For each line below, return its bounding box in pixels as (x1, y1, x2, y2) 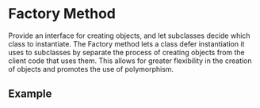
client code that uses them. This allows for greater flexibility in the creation (8, 56, 252, 65)
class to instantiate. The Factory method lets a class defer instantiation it (8, 39, 245, 48)
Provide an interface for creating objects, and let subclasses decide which (8, 31, 251, 40)
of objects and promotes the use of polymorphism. (8, 64, 174, 73)
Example (8, 88, 52, 101)
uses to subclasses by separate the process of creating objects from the (8, 47, 246, 57)
